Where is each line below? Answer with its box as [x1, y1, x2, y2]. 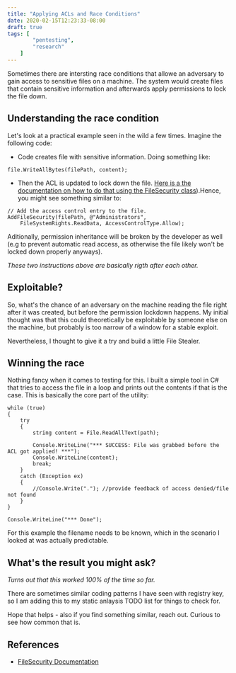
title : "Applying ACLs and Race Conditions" [7, 10, 141, 18]
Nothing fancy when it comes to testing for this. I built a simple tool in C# [7, 376, 219, 385]
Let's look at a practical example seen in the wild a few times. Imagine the [7, 131, 222, 140]
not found [7, 492, 37, 499]
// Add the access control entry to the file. [7, 207, 147, 215]
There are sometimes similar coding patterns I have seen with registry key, [7, 589, 225, 598]
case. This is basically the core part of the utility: [7, 391, 149, 400]
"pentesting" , [33, 37, 74, 44]
